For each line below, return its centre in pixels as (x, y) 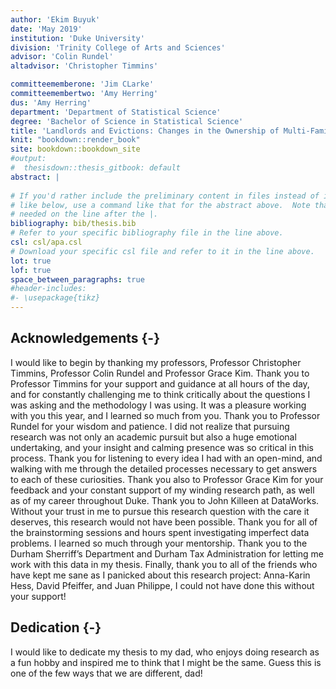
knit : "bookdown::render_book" (75, 140)
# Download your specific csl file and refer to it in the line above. (162, 251)
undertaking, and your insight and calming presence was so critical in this (162, 447)
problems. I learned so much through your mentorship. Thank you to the (159, 543)
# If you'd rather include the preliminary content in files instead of (165, 196)
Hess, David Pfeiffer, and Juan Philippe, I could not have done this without (162, 585)
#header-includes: (48, 289)
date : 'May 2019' (46, 29)
